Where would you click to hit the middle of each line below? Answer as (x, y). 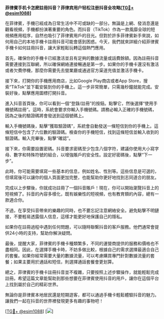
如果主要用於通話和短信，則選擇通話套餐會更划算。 (65, 262)
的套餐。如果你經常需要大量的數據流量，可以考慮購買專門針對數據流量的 (78, 256)
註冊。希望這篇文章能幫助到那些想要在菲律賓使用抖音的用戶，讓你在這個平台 (82, 278)
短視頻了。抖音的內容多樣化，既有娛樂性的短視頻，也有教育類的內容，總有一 (82, 194)
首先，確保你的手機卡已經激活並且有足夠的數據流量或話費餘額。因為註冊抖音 (82, 58)
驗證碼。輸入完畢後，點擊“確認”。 (39, 138)
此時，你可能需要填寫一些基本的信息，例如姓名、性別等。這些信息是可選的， (82, 171)
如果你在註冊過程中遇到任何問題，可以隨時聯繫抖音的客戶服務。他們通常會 (80, 227)
